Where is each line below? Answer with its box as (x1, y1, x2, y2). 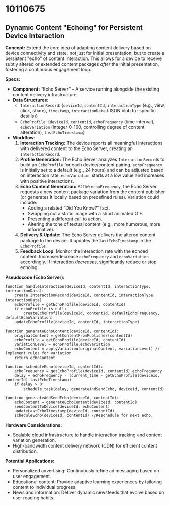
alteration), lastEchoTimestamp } (20, 129, 85, 135)
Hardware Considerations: (5, 422, 62, 428)
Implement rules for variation (5, 351, 72, 356)
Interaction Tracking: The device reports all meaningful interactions (20, 140, 163, 146)
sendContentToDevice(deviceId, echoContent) (14, 404, 110, 409)
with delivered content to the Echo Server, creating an (20, 145, 133, 152)
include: (20, 199, 37, 205)
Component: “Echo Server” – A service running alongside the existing (12, 86, 159, 92)
